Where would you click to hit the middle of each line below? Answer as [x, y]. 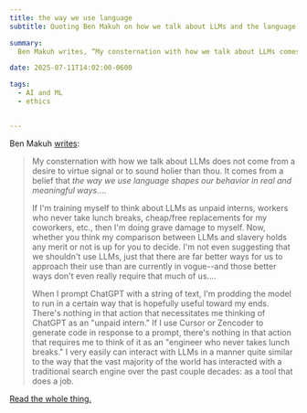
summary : [26, 43]
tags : [20, 85]
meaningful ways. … [69, 190]
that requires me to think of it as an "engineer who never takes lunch [161, 342]
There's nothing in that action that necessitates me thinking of [148, 312]
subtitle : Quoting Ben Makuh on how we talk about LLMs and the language [153, 26]
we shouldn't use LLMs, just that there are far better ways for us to [157, 256]
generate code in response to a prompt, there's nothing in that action [162, 332]
